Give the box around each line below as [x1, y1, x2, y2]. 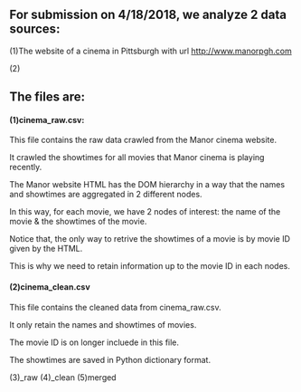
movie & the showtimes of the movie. [9, 216, 147, 227]
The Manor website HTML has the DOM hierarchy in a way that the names [9, 179, 286, 190]
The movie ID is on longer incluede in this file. [9, 337, 179, 348]
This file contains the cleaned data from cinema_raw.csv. [9, 301, 221, 312]
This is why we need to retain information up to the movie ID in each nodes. [9, 261, 291, 272]
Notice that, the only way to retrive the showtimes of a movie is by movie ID [9, 234, 291, 244]
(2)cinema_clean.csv [9, 282, 90, 292]
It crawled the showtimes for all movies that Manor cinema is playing [9, 152, 265, 163]
